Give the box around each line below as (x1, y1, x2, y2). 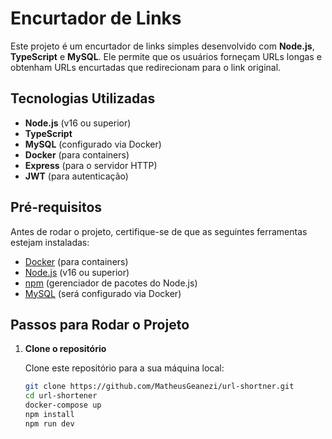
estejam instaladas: (10, 236, 90, 248)
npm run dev (24, 418, 75, 429)
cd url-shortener (24, 391, 98, 401)
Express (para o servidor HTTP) (24, 159, 158, 171)
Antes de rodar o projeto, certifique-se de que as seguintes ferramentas (10, 225, 308, 237)
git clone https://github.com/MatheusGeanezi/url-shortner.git (24, 382, 295, 392)
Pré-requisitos (10, 199, 103, 216)
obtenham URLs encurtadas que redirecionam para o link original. (10, 61, 282, 73)
